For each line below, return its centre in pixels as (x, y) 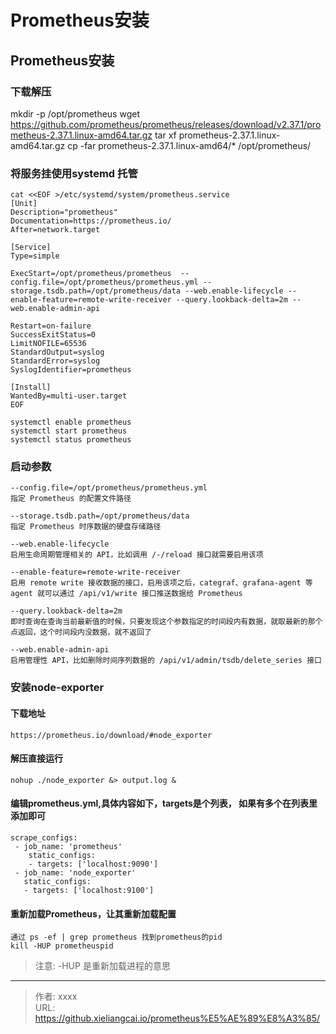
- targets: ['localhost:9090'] (93, 864)
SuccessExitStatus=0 (53, 335)
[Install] (31, 387)
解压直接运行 (36, 758)
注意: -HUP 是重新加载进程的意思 (102, 966)
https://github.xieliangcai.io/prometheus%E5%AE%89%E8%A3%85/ (177, 1018)
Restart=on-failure (51, 326)
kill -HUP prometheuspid (62, 946)
